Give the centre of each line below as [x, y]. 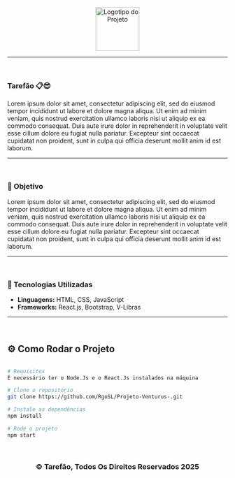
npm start [22, 435]
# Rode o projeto [33, 428]
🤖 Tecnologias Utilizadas [50, 284]
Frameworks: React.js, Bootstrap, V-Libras [79, 307]
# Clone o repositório [40, 391]
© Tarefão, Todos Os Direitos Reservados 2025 [117, 466]
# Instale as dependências [47, 410]
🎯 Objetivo [25, 187]
